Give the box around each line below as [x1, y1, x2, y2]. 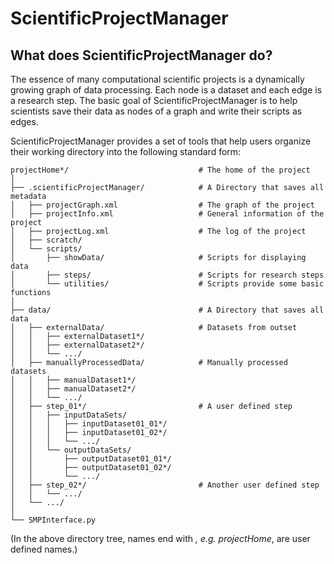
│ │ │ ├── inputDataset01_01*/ [10, 419, 168, 429]
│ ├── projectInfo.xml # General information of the [10, 209, 325, 219]
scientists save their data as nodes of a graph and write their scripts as [10, 105, 303, 117]
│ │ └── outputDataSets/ [10, 445, 132, 455]
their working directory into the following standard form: [10, 146, 242, 157]
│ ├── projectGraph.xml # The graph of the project [10, 200, 315, 210]
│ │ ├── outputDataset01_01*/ [10, 454, 172, 464]
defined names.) [10, 543, 78, 555]
